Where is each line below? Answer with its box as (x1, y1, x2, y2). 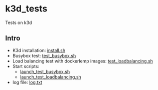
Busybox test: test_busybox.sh (12, 52, 76, 58)
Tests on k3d (5, 19, 32, 25)
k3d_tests (5, 3, 48, 14)
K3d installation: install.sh (12, 47, 66, 53)
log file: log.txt (12, 79, 43, 85)
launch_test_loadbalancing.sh (20, 73, 81, 80)
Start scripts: (12, 63, 39, 69)
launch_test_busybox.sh (20, 68, 70, 74)
